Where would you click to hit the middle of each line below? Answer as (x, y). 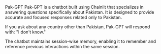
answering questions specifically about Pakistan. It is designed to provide (80, 12)
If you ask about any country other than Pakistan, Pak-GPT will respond (78, 27)
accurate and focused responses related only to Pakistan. (64, 17)
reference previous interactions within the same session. (63, 46)
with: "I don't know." (25, 32)
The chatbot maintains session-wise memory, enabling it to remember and (80, 41)
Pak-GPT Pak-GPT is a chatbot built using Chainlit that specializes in (74, 7)
